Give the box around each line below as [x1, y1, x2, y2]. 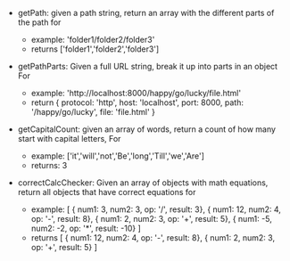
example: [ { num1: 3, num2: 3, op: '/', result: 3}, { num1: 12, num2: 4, [30, 204, 281, 215]
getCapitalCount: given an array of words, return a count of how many [17, 124, 277, 135]
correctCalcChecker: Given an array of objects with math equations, [17, 177, 269, 188]
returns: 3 [30, 160, 68, 170]
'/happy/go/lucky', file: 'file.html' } [30, 107, 156, 117]
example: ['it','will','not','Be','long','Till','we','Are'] [30, 151, 205, 161]
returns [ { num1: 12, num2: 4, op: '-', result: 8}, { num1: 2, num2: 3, [30, 232, 275, 243]
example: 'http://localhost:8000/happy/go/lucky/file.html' [30, 88, 242, 98]
